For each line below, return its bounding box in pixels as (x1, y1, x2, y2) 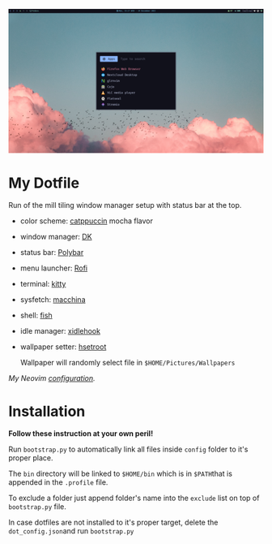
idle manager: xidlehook (19, 326, 101, 336)
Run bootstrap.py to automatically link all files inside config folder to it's (8, 444, 249, 455)
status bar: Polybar (19, 248, 84, 257)
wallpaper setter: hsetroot (19, 342, 107, 352)
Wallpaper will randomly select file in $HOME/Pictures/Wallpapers (19, 358, 236, 368)
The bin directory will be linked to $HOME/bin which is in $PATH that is (8, 468, 233, 479)
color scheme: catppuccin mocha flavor (19, 216, 154, 226)
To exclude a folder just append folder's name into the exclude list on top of (8, 493, 260, 503)
